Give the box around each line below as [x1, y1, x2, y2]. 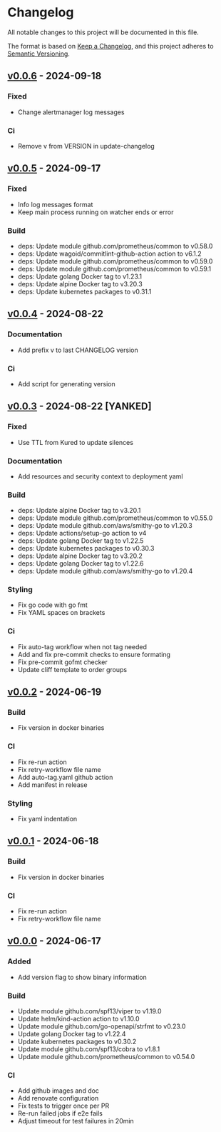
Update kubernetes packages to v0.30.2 [17, 1037, 137, 1046]
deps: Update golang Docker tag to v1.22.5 [17, 536, 144, 545]
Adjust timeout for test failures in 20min [17, 1117, 134, 1126]
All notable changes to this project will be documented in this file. [7, 28, 200, 36]
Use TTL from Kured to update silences [17, 438, 134, 446]
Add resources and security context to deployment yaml [17, 472, 183, 481]
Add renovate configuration [17, 1094, 99, 1103]
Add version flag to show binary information [17, 973, 148, 981]
